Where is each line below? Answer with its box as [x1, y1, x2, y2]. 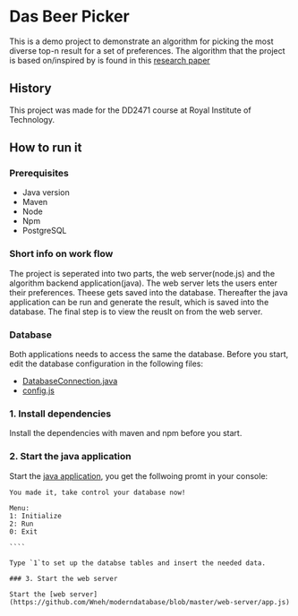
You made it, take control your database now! [9, 488, 186, 497]
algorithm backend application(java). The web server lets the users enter [9, 278, 277, 288]
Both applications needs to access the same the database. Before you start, [9, 349, 289, 360]
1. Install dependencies [9, 407, 112, 420]
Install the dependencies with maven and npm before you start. [9, 428, 243, 439]
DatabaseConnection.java [21, 376, 118, 387]
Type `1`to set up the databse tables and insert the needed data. [9, 558, 267, 568]
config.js [21, 385, 55, 396]
